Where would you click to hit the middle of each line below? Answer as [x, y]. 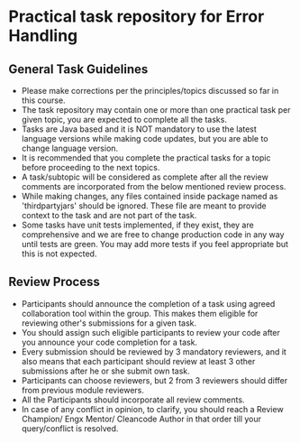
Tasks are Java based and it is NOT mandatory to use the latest [139, 129]
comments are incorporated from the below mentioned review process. [154, 186]
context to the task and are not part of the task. [109, 215]
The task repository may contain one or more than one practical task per [156, 110]
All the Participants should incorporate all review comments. [133, 400]
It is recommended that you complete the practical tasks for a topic [146, 158]
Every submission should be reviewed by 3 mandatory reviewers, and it [154, 351]
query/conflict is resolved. [70, 428]
